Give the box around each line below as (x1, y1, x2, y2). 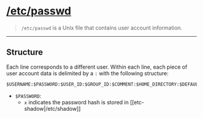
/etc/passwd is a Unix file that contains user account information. (21, 24, 182, 31)
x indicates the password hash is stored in (24, 98, 129, 106)
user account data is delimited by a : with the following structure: (6, 69, 169, 76)
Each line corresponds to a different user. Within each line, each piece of (6, 63, 187, 70)
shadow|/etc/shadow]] (24, 105, 81, 112)
